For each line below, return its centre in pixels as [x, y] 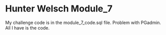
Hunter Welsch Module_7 [59, 9]
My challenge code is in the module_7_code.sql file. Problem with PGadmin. [83, 22]
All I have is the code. [27, 27]
